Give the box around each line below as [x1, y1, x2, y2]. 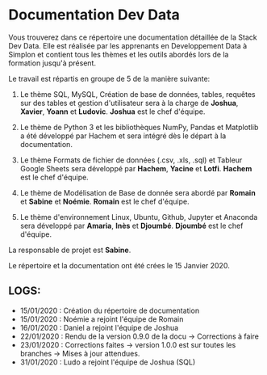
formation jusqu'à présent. [8, 58, 97, 68]
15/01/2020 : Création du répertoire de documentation [19, 305, 200, 315]
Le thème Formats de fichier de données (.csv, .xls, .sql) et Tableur [19, 155, 243, 165]
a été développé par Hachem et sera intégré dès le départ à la [19, 131, 227, 141]
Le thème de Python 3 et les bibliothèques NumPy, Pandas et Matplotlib [19, 122, 259, 132]
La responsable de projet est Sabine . [8, 245, 131, 255]
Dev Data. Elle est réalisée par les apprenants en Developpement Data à [8, 40, 248, 50]
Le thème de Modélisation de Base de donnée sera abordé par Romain [19, 187, 256, 197]
